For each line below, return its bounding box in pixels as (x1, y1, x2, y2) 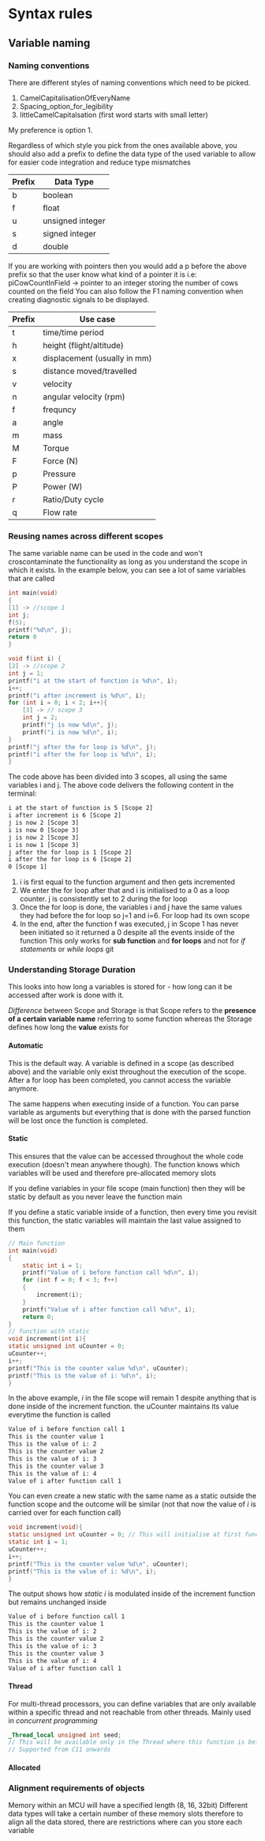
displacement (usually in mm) (43, 353, 152, 364)
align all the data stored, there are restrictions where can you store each (8, 1817, 243, 1827)
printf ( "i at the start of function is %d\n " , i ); (8, 677, 178, 685)
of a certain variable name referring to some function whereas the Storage (8, 1014, 252, 1024)
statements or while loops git (19, 944, 114, 954)
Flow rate (43, 507, 77, 518)
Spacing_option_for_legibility (19, 101, 114, 111)
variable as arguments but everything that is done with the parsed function (8, 1107, 251, 1117)
